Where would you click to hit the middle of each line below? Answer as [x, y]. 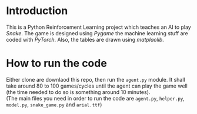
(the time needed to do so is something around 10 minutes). [78, 92]
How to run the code [56, 63]
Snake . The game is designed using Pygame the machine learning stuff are [97, 33]
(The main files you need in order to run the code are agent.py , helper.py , [96, 98]
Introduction [37, 11]
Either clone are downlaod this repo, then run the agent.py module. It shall [96, 79]
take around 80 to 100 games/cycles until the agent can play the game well [97, 86]
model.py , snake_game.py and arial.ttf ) [54, 105]
